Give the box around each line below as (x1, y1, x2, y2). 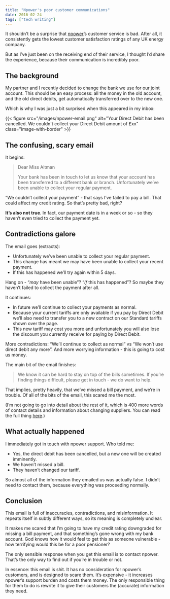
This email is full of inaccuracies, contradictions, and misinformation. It (5, 510, 153, 516)
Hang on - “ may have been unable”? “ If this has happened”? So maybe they (5, 279, 164, 285)
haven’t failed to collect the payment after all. (5, 285, 100, 291)
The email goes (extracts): (5, 243, 60, 249)
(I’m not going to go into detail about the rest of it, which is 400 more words (5, 402, 163, 408)
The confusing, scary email (5, 140, 94, 150)
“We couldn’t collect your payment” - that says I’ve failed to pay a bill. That (5, 195, 161, 200)
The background (5, 72, 59, 80)
